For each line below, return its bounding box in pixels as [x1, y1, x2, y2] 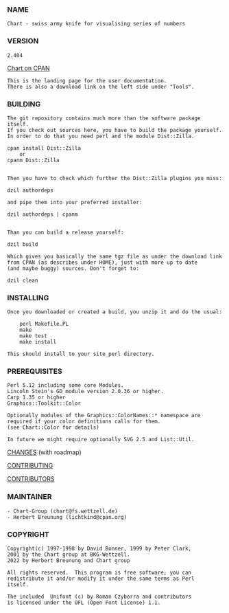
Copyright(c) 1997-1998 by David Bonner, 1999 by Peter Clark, [7, 545, 192, 553]
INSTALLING [7, 293, 49, 302]
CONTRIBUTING [7, 462, 53, 470]
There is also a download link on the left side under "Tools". [7, 83, 195, 90]
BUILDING [7, 99, 41, 109]
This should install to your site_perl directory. [7, 350, 155, 358]
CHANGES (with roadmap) [7, 448, 82, 456]
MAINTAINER [7, 492, 52, 502]
